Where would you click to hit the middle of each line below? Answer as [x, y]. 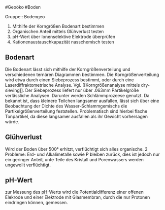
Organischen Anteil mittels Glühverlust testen [58, 31]
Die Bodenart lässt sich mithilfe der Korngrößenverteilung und [68, 69]
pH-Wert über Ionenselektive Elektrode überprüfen [64, 37]
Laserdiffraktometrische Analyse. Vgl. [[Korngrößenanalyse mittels [73, 85]
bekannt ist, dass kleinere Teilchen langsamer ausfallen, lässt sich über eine [82, 101]
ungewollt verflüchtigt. [28, 165]
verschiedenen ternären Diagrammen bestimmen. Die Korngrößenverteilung [82, 74]
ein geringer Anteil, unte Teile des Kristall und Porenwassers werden [74, 159]
